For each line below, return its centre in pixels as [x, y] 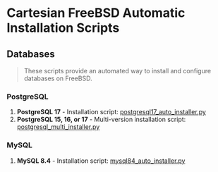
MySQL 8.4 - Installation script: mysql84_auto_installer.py [101, 161]
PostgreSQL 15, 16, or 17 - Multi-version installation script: [101, 119]
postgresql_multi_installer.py [58, 127]
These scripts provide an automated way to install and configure [117, 71]
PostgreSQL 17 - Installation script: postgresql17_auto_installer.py [111, 112]
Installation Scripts [63, 28]
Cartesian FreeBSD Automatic [96, 13]
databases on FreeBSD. [58, 78]
